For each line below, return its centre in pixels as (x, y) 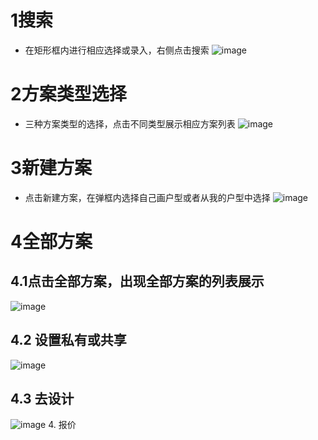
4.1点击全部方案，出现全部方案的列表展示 (137, 281)
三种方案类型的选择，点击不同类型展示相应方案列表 (130, 123)
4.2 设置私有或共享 (68, 340)
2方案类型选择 (68, 94)
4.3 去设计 (42, 399)
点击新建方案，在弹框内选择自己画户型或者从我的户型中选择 (147, 197)
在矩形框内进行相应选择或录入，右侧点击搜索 (117, 50)
